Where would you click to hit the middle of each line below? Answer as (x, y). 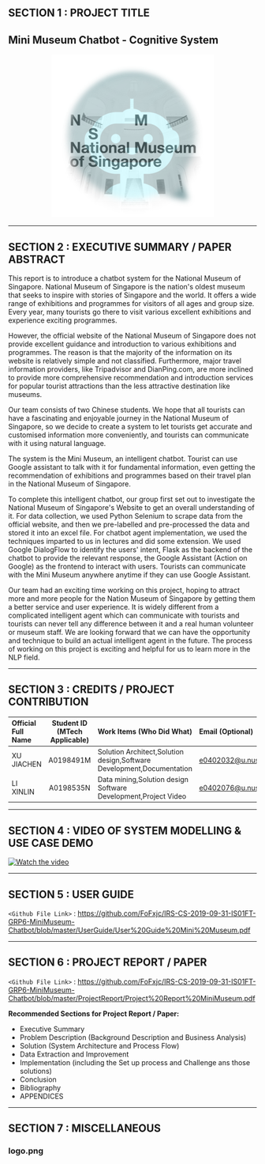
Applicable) (69, 740)
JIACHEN (26, 764)
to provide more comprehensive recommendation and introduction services (131, 378)
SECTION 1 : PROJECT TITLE (79, 13)
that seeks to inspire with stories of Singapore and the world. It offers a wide (132, 295)
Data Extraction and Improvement (74, 1054)
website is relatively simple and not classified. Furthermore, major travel (125, 361)
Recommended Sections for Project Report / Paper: (94, 1013)
